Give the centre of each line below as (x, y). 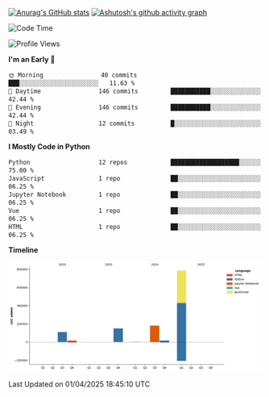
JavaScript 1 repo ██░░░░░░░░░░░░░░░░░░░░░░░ (135, 178)
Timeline (23, 250)
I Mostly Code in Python (49, 146)
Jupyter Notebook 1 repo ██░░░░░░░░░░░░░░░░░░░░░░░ (135, 194)
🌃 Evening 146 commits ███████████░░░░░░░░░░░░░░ (135, 107)
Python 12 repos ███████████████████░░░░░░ (135, 162)
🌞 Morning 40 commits (73, 75)
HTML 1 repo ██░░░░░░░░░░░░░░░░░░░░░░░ (135, 227)
